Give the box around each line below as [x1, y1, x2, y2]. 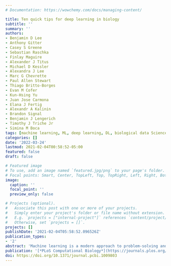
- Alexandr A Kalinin [5, 107, 51, 112]
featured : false [5, 149, 40, 154]
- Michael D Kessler [5, 64, 49, 69]
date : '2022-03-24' [5, 140, 47, 145]
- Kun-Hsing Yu [5, 92, 38, 97]
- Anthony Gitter [5, 40, 42, 46]
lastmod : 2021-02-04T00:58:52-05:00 [5, 145, 83, 150]
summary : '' [5, 26, 31, 31]
